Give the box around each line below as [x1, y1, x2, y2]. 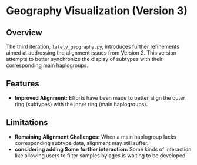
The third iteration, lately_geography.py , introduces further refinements [6, 43, 179, 50]
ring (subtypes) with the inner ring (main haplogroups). [14, 100, 148, 107]
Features [6, 79, 39, 89]
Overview [6, 28, 43, 38]
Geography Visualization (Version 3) [6, 4, 188, 18]
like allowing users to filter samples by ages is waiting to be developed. [14, 151, 187, 159]
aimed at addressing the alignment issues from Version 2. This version [6, 49, 176, 56]
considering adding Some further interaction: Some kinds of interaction [14, 146, 192, 153]
